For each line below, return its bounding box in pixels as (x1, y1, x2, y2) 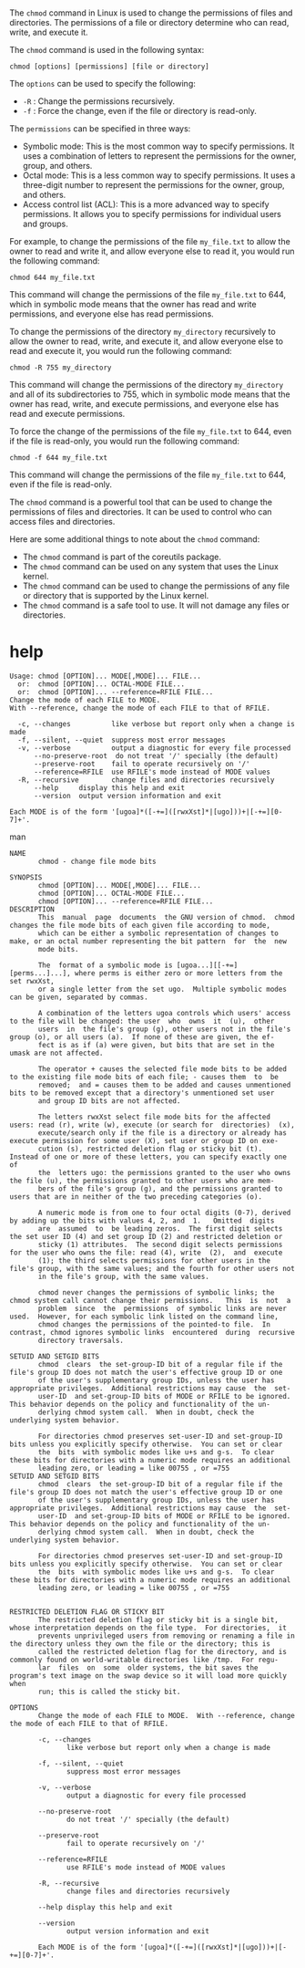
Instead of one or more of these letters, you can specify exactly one (9, 1152, 287, 1161)
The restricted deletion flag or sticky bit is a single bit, (37, 1616, 280, 1625)
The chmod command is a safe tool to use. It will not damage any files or (22, 600, 290, 611)
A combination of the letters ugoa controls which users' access (37, 1009, 291, 1018)
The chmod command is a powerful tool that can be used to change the (9, 496, 273, 508)
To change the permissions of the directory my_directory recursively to (9, 327, 276, 338)
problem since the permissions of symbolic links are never (37, 1304, 287, 1314)
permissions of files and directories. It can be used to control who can (9, 506, 272, 517)
